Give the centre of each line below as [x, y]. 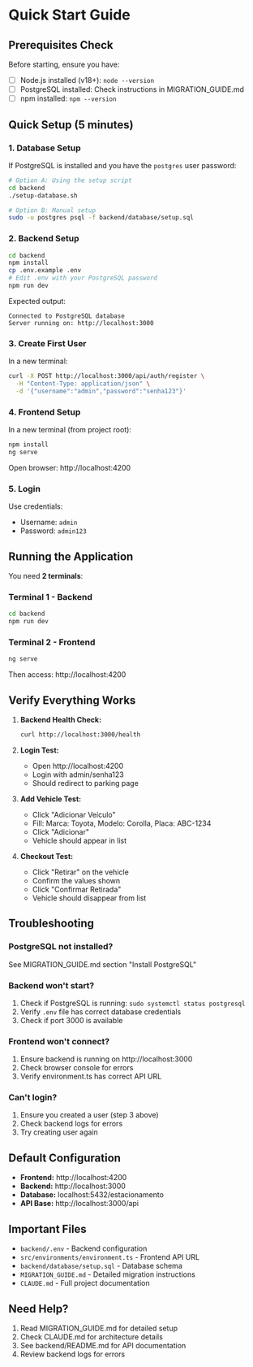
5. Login [24, 488]
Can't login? [33, 1097]
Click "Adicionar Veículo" [74, 814]
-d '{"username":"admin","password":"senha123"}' [101, 391]
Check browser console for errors [77, 1068]
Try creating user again [59, 1132]
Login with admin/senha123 [78, 775]
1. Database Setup [45, 148]
